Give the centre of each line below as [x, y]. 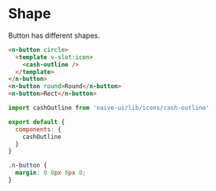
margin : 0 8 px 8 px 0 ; [51, 173]
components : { [38, 129]
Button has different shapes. [54, 35]
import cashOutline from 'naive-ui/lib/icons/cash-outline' [109, 108]
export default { [37, 122]
